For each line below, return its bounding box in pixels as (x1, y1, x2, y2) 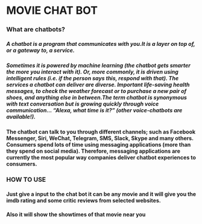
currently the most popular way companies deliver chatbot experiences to (6, 154, 196, 161)
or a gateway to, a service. (6, 46, 75, 54)
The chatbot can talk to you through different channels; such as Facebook (6, 128, 196, 136)
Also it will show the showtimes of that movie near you (6, 211, 146, 218)
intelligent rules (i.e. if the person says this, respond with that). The (6, 75, 179, 82)
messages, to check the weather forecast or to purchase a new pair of (6, 88, 187, 95)
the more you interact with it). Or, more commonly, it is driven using (6, 68, 179, 75)
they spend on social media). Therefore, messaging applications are (6, 147, 181, 155)
